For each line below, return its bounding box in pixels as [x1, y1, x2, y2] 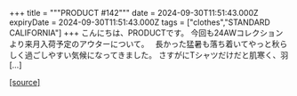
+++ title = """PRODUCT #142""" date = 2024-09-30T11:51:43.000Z [9, 8, 260, 18]
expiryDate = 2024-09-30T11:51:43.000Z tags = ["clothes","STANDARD [9, 17, 271, 28]
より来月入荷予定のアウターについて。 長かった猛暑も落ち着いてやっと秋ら [9, 39, 288, 49]
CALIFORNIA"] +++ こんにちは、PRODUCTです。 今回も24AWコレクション [9, 28, 284, 38]
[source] [9, 77, 41, 87]
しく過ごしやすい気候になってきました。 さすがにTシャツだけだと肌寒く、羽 [9, 50, 289, 60]
